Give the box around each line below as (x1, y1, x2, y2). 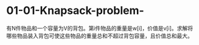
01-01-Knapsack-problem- (6, 4, 144, 18)
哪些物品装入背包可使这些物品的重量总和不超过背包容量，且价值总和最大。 (6, 32, 193, 40)
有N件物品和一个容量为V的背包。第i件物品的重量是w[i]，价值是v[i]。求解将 (6, 24, 194, 32)
